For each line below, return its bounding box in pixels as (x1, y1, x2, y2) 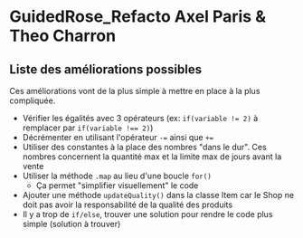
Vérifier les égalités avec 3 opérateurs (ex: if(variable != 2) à (22, 113, 259, 123)
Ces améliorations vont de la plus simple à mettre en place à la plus (9, 86, 260, 96)
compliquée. (9, 95, 56, 106)
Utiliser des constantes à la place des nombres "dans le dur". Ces (22, 142, 267, 152)
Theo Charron (9, 25, 116, 46)
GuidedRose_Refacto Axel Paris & (9, 6, 267, 27)
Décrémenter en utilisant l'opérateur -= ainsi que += (22, 132, 214, 142)
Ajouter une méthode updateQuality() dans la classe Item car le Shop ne (22, 190, 295, 200)
